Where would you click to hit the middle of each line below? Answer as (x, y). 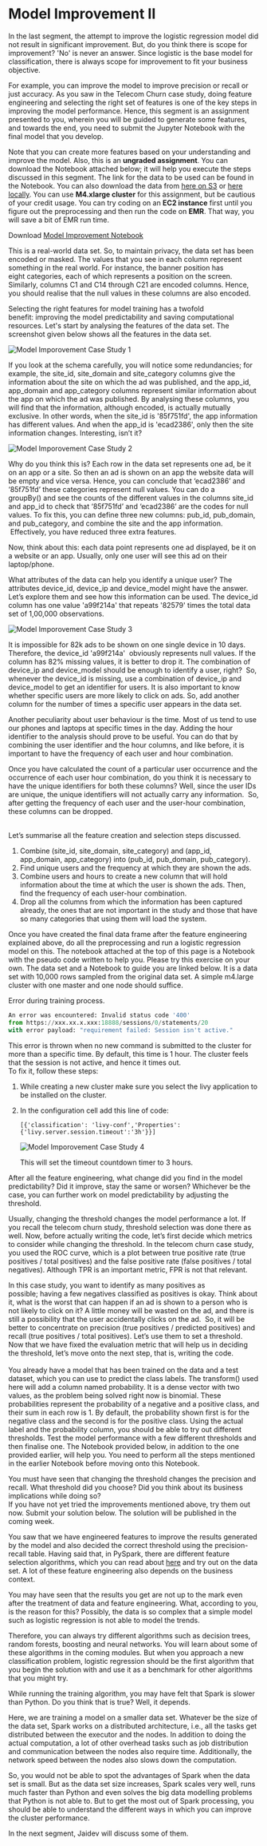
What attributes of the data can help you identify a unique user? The (120, 579)
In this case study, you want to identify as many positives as (107, 1285)
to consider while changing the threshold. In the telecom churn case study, (131, 1244)
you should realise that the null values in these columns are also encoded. (130, 293)
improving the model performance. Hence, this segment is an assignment (129, 111)
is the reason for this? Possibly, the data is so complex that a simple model (130, 1611)
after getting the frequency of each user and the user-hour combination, (127, 803)
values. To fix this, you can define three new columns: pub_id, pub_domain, (132, 514)
